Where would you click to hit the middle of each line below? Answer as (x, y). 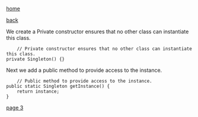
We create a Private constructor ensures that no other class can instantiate (98, 31)
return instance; (38, 91)
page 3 (15, 107)
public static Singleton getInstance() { (58, 86)
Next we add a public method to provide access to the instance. (84, 70)
